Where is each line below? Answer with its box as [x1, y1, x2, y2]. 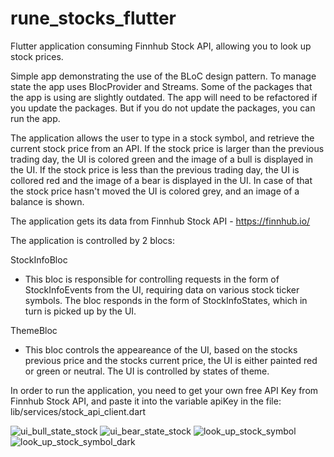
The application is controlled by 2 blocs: [10, 234, 175, 246]
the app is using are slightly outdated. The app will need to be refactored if [10, 91, 318, 103]
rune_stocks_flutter [10, 7, 177, 30]
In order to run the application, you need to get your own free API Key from [10, 384, 319, 396]
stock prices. [10, 50, 64, 62]
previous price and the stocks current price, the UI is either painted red [24, 354, 318, 366]
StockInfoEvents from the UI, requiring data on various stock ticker [24, 283, 300, 296]
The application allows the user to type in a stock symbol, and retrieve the [10, 132, 315, 144]
